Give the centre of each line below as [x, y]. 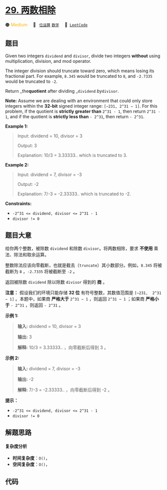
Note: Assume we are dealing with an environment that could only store [79, 101]
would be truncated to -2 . [31, 81]
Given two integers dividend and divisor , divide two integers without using [83, 56]
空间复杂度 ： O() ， [31, 465]
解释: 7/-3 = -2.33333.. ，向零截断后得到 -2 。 [65, 390]
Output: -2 [28, 184]
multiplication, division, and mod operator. [48, 61]
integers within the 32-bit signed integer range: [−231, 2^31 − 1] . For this [82, 106]
